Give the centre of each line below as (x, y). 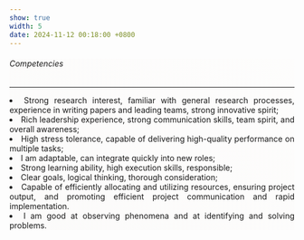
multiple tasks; (37, 148)
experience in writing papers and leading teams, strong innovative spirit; (144, 110)
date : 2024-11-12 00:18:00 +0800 (72, 34)
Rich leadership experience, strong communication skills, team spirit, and (158, 120)
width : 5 (26, 26)
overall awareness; (44, 129)
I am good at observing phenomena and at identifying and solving (159, 216)
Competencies (37, 63)
